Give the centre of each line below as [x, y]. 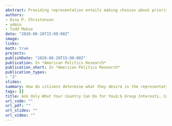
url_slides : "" [21, 111]
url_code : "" [19, 101]
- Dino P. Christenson [29, 20]
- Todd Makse [19, 29]
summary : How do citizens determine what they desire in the [72, 86]
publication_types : [26, 73]
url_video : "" [20, 115]
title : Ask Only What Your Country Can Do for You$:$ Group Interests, [83, 96]
